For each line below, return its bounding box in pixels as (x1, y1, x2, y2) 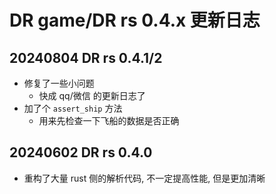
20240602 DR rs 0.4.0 (9, 144, 153, 161)
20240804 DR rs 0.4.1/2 (9, 49, 163, 66)
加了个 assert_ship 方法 (23, 102, 123, 114)
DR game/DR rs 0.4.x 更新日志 (9, 9, 261, 32)
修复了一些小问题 (23, 77, 95, 89)
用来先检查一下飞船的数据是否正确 (38, 115, 180, 126)
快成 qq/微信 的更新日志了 (38, 90, 146, 101)
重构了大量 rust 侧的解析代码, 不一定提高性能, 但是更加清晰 (23, 172, 266, 184)
